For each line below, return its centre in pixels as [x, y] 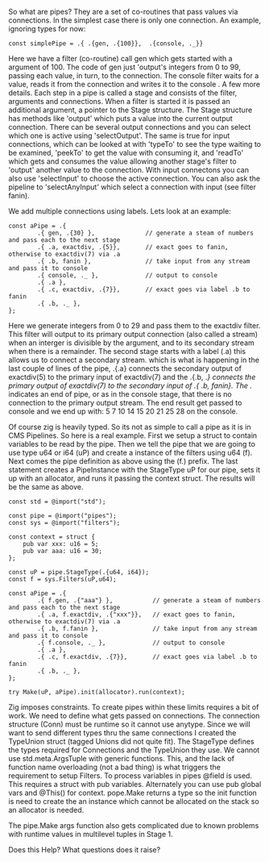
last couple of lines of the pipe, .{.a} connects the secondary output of [125, 369]
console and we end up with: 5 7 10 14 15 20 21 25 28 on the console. [123, 411]
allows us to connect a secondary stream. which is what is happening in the [134, 360]
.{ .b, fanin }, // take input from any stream [144, 261]
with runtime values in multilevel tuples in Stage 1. [91, 834]
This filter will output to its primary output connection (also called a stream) [133, 334]
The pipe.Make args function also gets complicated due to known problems [134, 825]
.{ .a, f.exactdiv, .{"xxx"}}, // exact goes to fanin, [137, 614]
